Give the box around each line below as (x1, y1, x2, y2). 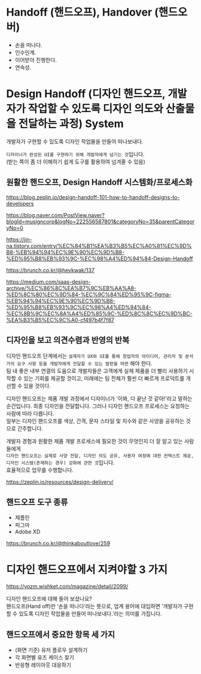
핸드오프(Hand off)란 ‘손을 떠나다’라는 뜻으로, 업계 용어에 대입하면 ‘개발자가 (6, 603, 182, 610)
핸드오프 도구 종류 (6, 497, 68, 507)
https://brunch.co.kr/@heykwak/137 (6, 266, 95, 274)
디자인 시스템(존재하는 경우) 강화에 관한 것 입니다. (6, 459, 115, 466)
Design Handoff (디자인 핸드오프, (6, 87, 166, 101)
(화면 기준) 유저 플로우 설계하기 (14, 646, 88, 654)
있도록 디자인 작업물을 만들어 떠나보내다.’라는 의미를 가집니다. (19, 610, 162, 617)
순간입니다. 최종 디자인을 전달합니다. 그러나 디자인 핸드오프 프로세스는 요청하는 (6, 402, 190, 409)
